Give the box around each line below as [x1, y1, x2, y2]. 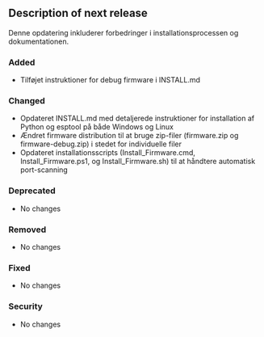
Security [8, 301, 43, 312]
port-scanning [19, 165, 69, 175]
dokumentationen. [8, 36, 69, 46]
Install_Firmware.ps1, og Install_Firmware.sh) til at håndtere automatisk [19, 157, 256, 166]
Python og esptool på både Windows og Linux [19, 122, 174, 132]
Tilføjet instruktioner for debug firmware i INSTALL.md [19, 75, 200, 85]
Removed [8, 224, 47, 235]
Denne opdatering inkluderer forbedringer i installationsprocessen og [8, 27, 239, 37]
